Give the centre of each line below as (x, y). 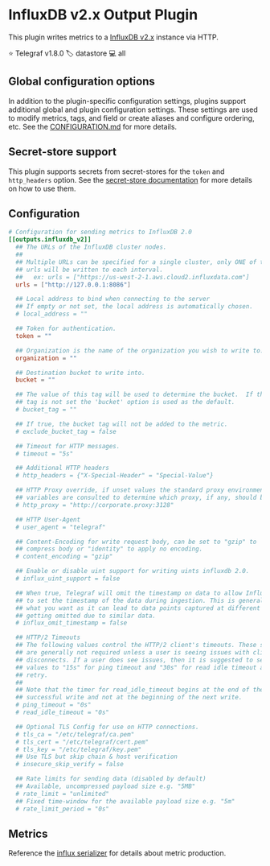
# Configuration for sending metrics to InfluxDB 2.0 (100, 232)
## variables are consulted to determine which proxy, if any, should (136, 497)
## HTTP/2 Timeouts (48, 637)
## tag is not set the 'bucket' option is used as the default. (125, 402)
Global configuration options (82, 82)
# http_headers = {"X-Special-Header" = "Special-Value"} (115, 476)
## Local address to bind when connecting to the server (113, 299)
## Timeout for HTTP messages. (68, 446)
